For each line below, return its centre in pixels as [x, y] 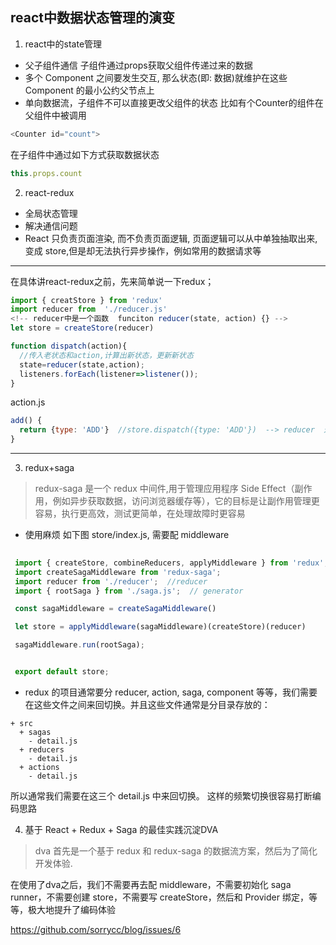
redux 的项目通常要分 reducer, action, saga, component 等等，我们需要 [171, 692]
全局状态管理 [51, 213]
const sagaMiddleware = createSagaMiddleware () [115, 609]
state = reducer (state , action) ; [82, 364]
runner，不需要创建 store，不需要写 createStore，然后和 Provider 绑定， [159, 897]
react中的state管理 [63, 44]
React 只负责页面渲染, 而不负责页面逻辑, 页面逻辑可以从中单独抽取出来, [171, 238]
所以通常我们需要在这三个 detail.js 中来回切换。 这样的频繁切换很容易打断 [161, 795]
